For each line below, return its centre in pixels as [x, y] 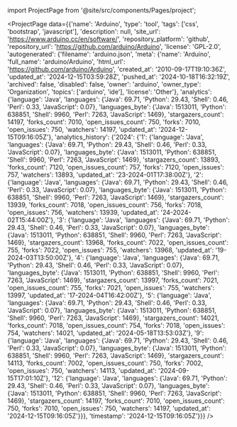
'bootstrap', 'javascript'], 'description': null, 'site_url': [84, 32]
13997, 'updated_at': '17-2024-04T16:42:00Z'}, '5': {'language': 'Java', [109, 295]
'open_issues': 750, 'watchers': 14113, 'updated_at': [82, 371]
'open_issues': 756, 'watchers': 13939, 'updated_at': [83, 212]
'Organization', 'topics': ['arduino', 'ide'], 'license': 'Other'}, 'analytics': [110, 92]
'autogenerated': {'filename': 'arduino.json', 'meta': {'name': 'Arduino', [109, 54]
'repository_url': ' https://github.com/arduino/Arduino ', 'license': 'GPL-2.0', [114, 46]
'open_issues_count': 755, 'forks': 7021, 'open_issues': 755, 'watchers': [111, 288]
